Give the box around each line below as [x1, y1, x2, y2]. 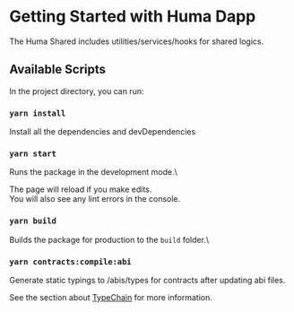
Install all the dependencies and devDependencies [9, 126, 196, 137]
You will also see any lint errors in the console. [9, 194, 181, 204]
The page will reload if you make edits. [9, 184, 152, 195]
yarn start [9, 148, 56, 159]
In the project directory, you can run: [9, 85, 144, 96]
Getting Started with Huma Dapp [9, 6, 256, 27]
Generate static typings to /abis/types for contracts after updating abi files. [9, 274, 286, 285]
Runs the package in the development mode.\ [9, 167, 177, 178]
